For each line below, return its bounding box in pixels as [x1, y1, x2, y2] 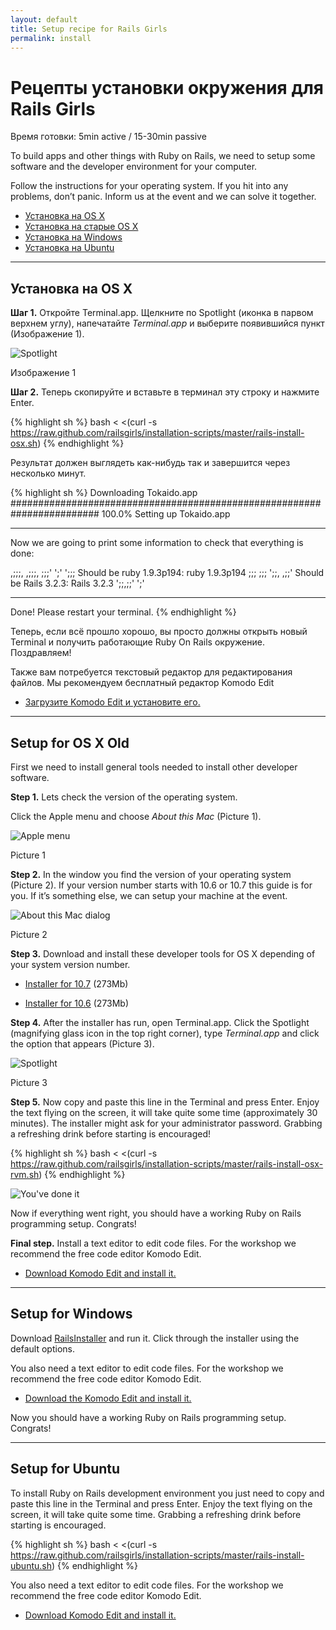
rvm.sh [10, 1168, 40, 1180]
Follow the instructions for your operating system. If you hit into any [10, 180, 289, 192]
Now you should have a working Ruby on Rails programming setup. [10, 1411, 287, 1423]
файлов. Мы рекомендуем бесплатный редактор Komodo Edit [10, 677, 275, 689]
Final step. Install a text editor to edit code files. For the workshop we [10, 1237, 297, 1249]
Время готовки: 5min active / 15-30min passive [10, 131, 207, 143]
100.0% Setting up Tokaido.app [101, 508, 231, 520]
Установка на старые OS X [24, 221, 139, 233]
